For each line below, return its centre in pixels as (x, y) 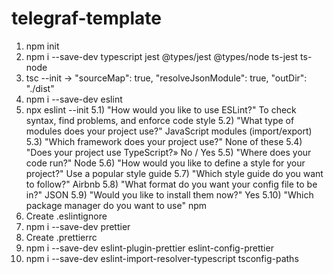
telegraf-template (86, 18)
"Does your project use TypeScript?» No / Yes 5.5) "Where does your (168, 152)
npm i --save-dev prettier (78, 226)
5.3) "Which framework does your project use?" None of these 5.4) (164, 141)
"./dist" (40, 88)
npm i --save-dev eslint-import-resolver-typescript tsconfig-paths (162, 258)
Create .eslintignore (66, 216)
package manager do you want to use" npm (116, 205)
